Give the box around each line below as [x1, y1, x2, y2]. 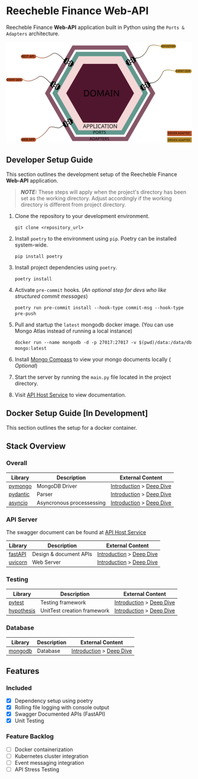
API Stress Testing [14, 765, 60, 772]
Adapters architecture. [6, 30, 60, 37]
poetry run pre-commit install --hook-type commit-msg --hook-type [14, 304, 184, 311]
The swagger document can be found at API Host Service [6, 529, 146, 536]
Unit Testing [14, 717, 44, 725]
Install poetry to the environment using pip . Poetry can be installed [14, 235, 177, 242]
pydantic [8, 491, 30, 498]
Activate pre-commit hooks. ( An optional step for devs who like [14, 286, 167, 293]
